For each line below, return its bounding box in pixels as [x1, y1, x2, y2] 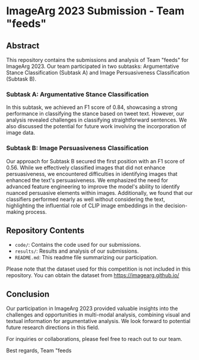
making [6, 208, 25, 215]
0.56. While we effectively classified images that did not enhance [6, 164, 165, 171]
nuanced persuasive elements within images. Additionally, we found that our [6, 189, 193, 196]
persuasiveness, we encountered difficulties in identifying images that [6, 170, 178, 177]
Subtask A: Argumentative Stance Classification [6, 90, 149, 98]
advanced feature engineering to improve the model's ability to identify [6, 183, 180, 190]
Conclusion [6, 289, 50, 299]
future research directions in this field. [6, 324, 100, 331]
